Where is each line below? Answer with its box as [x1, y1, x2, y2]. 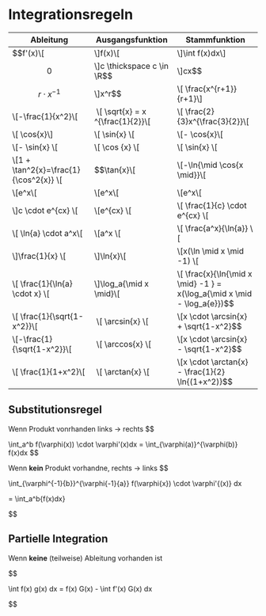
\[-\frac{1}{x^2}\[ [12, 111, 78, 122]
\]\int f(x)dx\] [177, 48, 226, 59]
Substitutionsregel [8, 403, 103, 416]
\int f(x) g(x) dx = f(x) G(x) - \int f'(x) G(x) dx [8, 584, 153, 593]
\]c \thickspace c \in [93, 60, 169, 71]
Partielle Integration [8, 532, 108, 546]
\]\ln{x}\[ [93, 250, 127, 261]
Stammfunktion [185, 34, 245, 45]
